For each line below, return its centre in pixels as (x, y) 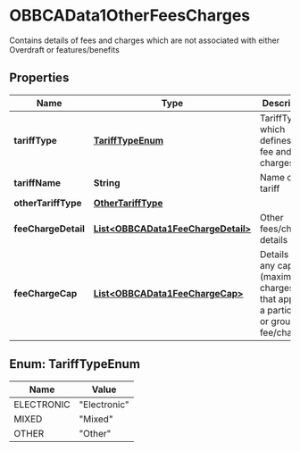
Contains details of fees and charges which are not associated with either (144, 40)
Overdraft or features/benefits (65, 49)
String (107, 182)
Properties (39, 78)
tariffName (37, 182)
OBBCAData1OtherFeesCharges (130, 16)
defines (275, 140)
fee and (275, 151)
